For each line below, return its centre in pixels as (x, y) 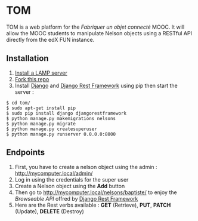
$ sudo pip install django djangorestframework (66, 113)
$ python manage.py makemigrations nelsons (61, 118)
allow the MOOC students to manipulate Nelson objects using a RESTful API (99, 33)
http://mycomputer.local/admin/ (54, 173)
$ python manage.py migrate (41, 124)
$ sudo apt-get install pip (41, 108)
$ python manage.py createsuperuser (52, 129)
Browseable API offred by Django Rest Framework (76, 198)
